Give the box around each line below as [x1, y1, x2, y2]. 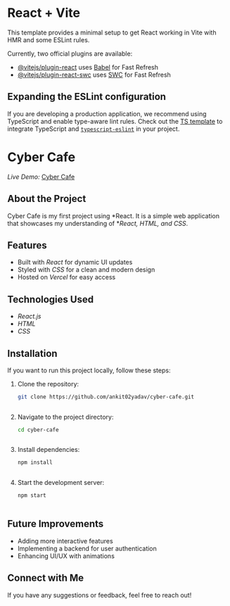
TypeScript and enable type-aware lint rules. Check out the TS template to [7, 117, 223, 125]
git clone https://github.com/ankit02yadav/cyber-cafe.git [17, 393, 195, 400]
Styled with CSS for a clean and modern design [17, 265, 155, 274]
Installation [7, 347, 58, 360]
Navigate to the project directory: [17, 412, 114, 421]
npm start [17, 492, 47, 499]
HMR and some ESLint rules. [7, 35, 90, 44]
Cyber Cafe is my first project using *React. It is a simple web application [7, 211, 220, 220]
